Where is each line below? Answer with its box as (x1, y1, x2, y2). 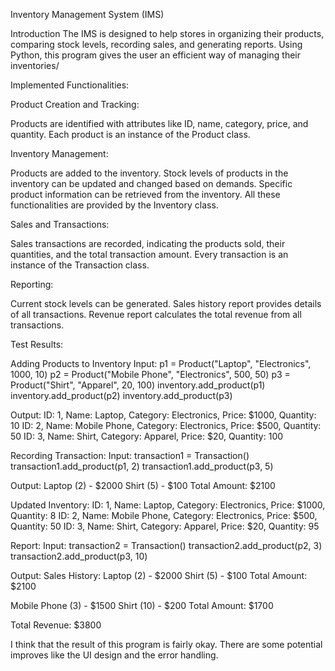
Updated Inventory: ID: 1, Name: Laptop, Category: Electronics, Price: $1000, (10, 499, 326, 511)
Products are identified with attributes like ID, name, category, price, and (10, 118, 309, 129)
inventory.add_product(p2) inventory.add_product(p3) (10, 390, 233, 401)
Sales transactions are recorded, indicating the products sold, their (10, 238, 286, 249)
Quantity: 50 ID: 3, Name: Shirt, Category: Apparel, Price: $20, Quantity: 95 (10, 520, 320, 532)
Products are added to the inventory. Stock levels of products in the (10, 167, 289, 179)
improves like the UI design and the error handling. (10, 649, 219, 661)
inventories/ (10, 60, 60, 71)
